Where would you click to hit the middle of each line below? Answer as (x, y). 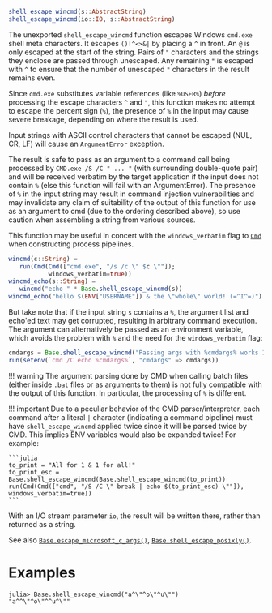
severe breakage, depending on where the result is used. (104, 119)
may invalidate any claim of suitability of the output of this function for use (132, 202)
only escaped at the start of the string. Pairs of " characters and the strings (134, 52)
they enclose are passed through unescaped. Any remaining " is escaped (131, 60)
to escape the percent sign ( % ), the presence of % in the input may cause (129, 110)
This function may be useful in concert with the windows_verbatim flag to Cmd (135, 235)
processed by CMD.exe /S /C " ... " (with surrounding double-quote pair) (133, 168)
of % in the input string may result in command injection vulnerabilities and (132, 194)
